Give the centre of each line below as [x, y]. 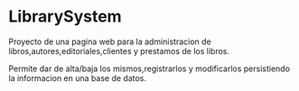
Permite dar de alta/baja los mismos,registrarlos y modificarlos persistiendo [149, 68]
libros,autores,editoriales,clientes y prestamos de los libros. [119, 50]
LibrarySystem [65, 17]
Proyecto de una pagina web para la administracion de [110, 41]
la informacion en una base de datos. [77, 77]
